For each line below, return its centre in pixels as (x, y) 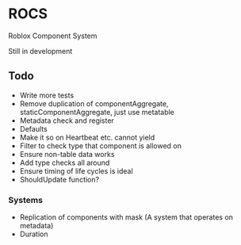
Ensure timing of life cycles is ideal (76, 170)
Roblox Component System (53, 36)
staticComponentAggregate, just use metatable (97, 112)
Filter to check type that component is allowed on (101, 145)
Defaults (33, 128)
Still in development (40, 51)
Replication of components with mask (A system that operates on (126, 217)
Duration (34, 234)
